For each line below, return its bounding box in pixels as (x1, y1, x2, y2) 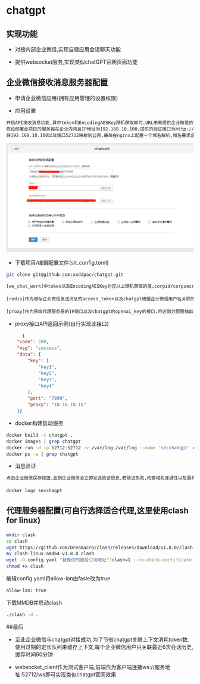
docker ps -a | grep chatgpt (6, 451, 79, 457)
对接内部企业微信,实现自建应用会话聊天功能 (14, 46, 121, 52)
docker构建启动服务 (14, 419, 64, 427)
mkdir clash (6, 531, 36, 538)
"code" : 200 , (17, 339, 49, 345)
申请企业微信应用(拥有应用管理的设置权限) (14, 94, 118, 101)
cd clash (6, 538, 28, 544)
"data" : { (17, 352, 42, 357)
